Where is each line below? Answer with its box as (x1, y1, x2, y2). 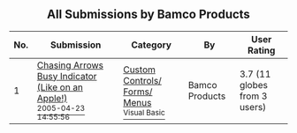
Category (131, 39, 172, 51)
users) (239, 100, 267, 113)
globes (239, 78, 268, 91)
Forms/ (123, 85, 153, 98)
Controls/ (123, 74, 162, 86)
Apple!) (36, 92, 68, 104)
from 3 (239, 90, 268, 102)
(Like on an (36, 81, 84, 93)
